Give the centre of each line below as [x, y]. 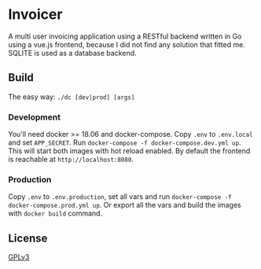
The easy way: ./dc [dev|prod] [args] [72, 97]
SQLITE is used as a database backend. [72, 53]
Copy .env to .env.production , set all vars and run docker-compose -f [120, 197]
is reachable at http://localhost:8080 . [71, 160]
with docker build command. [55, 213]
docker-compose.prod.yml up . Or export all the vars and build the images [125, 205]
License [28, 238]
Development [35, 117]
